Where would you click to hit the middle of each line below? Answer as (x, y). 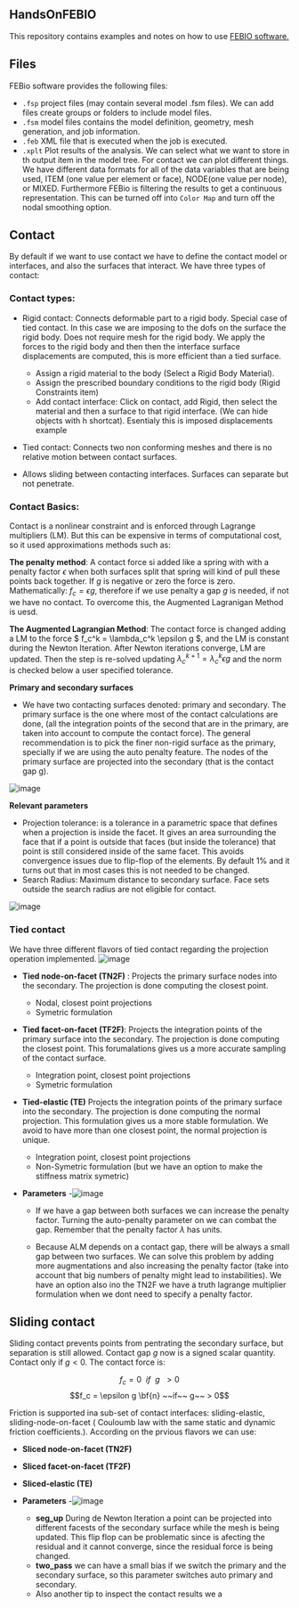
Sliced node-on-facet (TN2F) (77, 1449)
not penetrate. (48, 483)
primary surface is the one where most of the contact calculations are (150, 714)
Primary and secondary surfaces (71, 688)
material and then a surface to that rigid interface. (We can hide (152, 411)
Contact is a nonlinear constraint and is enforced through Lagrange (133, 526)
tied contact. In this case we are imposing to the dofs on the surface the (154, 327)
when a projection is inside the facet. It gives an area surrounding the (149, 833)
